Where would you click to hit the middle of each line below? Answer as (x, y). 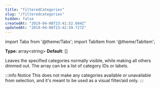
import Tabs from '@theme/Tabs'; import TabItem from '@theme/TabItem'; (80, 42)
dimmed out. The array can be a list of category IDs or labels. (67, 66)
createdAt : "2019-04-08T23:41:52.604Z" (46, 23)
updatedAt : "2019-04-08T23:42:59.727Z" (46, 28)
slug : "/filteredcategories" (35, 14)
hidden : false (20, 19)
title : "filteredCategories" (35, 10)
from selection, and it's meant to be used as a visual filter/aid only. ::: (74, 81)
